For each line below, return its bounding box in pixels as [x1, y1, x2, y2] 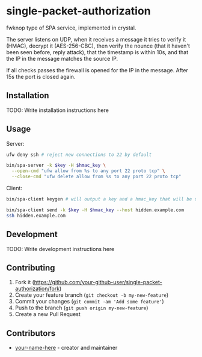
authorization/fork [14, 285, 60, 293]
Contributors [6, 328, 56, 338]
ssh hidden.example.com [6, 213, 66, 219]
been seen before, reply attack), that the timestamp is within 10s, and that [6, 48, 188, 55]
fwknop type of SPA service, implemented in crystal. [6, 24, 136, 31]
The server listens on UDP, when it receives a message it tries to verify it [6, 36, 186, 43]
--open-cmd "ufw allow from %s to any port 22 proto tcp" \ [11, 168, 165, 174]
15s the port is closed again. [6, 73, 76, 80]
